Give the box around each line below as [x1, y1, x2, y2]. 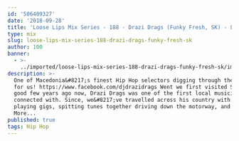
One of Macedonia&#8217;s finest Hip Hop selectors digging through [14, 76, 221, 84]
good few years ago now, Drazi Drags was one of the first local [14, 90, 212, 97]
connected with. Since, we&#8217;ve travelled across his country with [14, 97, 231, 104]
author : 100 [7, 43, 43, 51]
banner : [7, 51, 31, 58]
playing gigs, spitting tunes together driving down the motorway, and [14, 103, 231, 110]
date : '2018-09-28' [7, 17, 65, 24]
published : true [7, 116, 55, 123]
